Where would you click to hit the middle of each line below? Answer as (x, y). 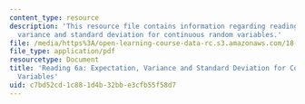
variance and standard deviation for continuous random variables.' (150, 34)
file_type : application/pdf (63, 52)
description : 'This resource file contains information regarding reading (154, 26)
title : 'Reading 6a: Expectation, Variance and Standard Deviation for (148, 69)
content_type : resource (54, 18)
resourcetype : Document (54, 60)
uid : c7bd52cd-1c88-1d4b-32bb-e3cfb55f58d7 (93, 85)
